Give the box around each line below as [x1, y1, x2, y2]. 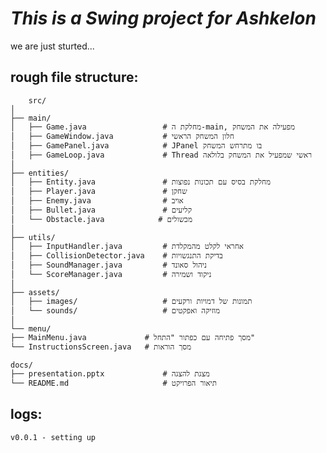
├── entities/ [10, 168, 70, 178]
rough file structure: [10, 69, 139, 86]
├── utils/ [10, 232, 56, 242]
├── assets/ [10, 287, 60, 297]
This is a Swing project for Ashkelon [10, 7, 317, 30]
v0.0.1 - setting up [10, 432, 97, 442]
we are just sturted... [10, 40, 95, 52]
